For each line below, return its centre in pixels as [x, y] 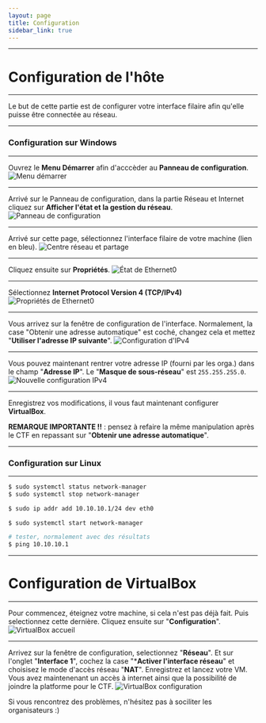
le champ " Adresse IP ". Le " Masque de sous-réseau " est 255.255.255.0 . [127, 371]
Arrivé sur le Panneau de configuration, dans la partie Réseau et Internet [126, 198]
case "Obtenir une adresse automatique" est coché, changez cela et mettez [132, 332]
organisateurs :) [34, 710]
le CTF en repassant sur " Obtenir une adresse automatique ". [109, 435]
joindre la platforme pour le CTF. [61, 687]
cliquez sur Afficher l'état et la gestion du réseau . [90, 207]
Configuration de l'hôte [86, 77]
